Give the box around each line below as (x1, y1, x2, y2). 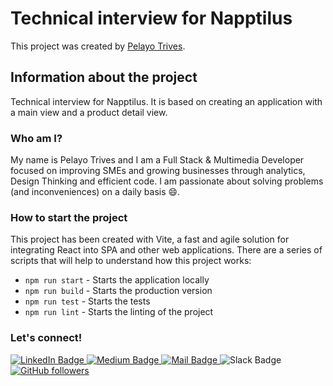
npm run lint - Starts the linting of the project (24, 306, 214, 318)
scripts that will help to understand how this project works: (10, 255, 252, 267)
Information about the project (10, 69, 198, 86)
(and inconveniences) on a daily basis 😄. (10, 186, 181, 198)
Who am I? (10, 131, 63, 145)
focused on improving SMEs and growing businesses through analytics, (10, 165, 306, 177)
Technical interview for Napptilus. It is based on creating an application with (10, 95, 323, 107)
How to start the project (10, 210, 128, 224)
